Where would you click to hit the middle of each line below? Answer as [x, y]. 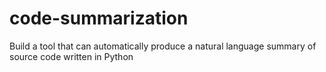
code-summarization [99, 18]
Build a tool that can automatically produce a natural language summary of [163, 46]
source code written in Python [71, 56]
